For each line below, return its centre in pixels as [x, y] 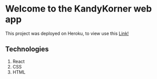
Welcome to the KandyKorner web [78, 9]
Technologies [27, 49]
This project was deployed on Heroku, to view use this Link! [67, 33]
